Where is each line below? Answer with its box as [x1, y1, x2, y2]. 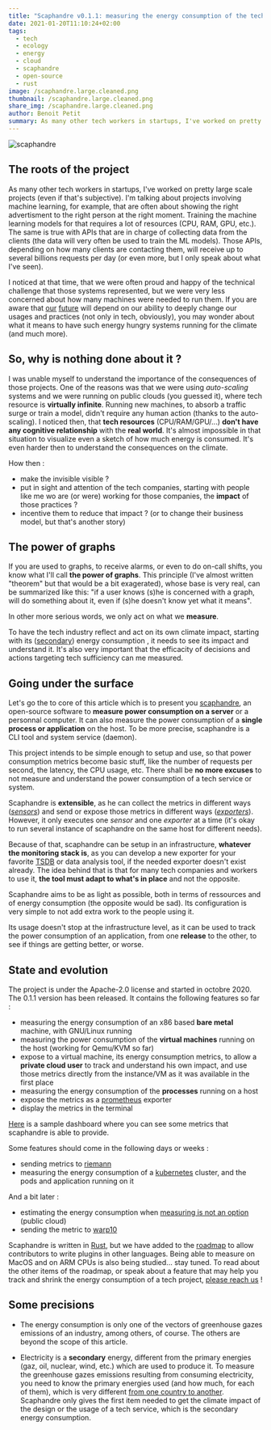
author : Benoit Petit [8, 110, 81, 118]
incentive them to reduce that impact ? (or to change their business [19, 508, 244, 518]
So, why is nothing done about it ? [8, 353, 182, 366]
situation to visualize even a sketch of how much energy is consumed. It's [8, 434, 254, 443]
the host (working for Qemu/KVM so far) [19, 1043, 155, 1052]
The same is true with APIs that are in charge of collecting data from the [8, 227, 248, 237]
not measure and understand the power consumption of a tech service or [8, 774, 252, 784]
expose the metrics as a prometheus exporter [19, 1094, 172, 1104]
